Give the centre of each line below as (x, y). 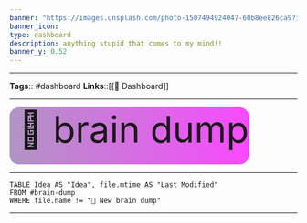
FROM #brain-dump (42, 193)
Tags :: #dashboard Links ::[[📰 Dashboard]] (89, 86)
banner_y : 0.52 (38, 52)
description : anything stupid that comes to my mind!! (116, 43)
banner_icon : (34, 26)
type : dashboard (40, 35)
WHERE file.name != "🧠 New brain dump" (85, 201)
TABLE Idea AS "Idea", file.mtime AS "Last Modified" (114, 185)
